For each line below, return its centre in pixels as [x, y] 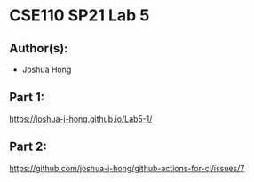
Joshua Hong [47, 69]
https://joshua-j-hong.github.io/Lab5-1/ [81, 119]
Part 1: [27, 97]
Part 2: [28, 147]
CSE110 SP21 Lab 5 [79, 16]
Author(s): [39, 48]
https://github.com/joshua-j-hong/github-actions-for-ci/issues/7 [127, 168]
